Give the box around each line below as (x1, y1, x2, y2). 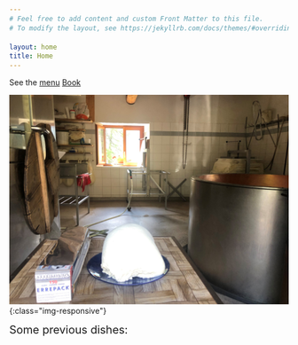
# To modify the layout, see (9, 23, 117, 33)
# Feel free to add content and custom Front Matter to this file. (9, 14, 264, 23)
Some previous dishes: (9, 323, 129, 337)
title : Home (9, 51, 53, 61)
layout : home (9, 43, 58, 51)
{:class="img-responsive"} (9, 306, 107, 317)
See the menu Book (9, 77, 82, 88)
